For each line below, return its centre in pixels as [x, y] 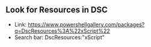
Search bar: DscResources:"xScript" [59, 37]
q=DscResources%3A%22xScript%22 [62, 31]
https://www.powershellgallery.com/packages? [86, 24]
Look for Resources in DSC [57, 10]
